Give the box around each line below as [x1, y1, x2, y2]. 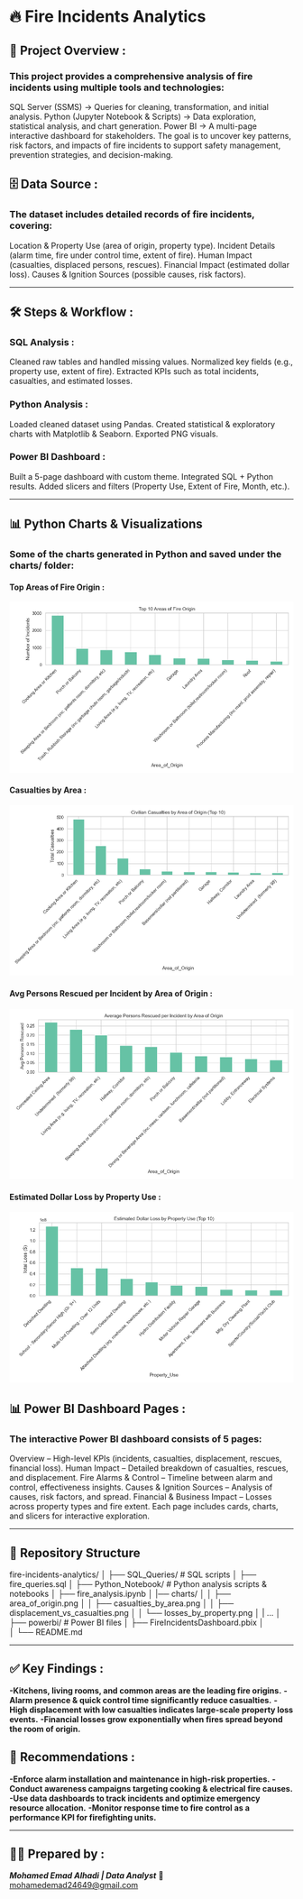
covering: [9, 219, 52, 232]
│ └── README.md [9, 1627, 83, 1638]
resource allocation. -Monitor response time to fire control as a [9, 1802, 251, 1813]
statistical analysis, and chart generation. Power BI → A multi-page [9, 120, 257, 132]
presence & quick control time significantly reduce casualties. [34, 1694, 272, 1705]
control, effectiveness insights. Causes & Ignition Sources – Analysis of [9, 1482, 273, 1493]
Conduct [9, 1783, 43, 1793]
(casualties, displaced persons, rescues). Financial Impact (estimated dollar [9, 259, 290, 270]
